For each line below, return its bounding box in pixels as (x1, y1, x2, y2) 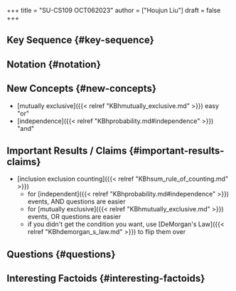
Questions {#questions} (6, 248, 116, 260)
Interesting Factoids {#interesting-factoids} (6, 273, 205, 285)
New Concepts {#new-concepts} (6, 83, 157, 95)
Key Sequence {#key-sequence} (6, 34, 154, 46)
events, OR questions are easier (27, 213, 122, 221)
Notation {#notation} (6, 58, 101, 70)
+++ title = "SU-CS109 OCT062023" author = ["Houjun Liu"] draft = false (6, 6, 221, 14)
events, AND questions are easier (27, 197, 126, 206)
